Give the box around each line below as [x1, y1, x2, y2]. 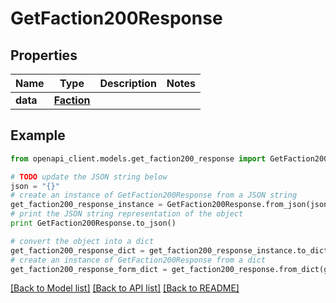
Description [99, 77, 157, 90]
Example [10, 127, 66, 144]
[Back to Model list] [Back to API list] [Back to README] [10, 282, 240, 294]
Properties [10, 47, 78, 64]
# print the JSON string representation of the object [10, 209, 244, 219]
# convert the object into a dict [10, 236, 155, 246]
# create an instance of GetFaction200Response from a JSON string [10, 190, 298, 201]
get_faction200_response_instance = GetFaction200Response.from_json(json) [10, 200, 333, 210]
